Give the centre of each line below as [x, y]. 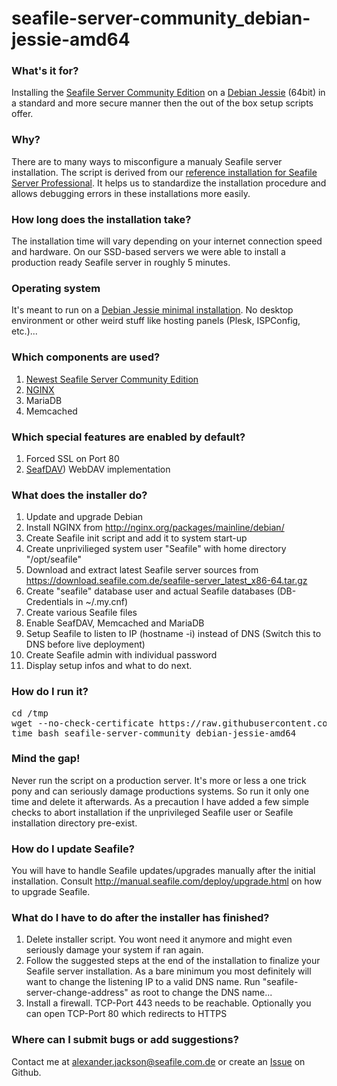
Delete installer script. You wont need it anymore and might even [159, 939]
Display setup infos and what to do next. [109, 666]
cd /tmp [30, 713]
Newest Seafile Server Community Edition [112, 379]
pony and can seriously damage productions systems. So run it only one [160, 791]
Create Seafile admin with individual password [121, 655]
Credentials [49, 602]
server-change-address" [77, 993]
